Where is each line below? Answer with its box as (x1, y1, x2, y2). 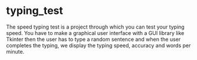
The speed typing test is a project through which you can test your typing (6, 23, 185, 30)
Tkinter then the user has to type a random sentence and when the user (6, 36, 181, 43)
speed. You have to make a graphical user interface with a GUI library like (6, 29, 185, 36)
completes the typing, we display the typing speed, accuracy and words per (6, 42, 191, 49)
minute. (6, 48, 25, 55)
